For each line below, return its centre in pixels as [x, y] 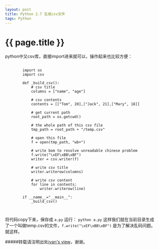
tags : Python [18, 18]
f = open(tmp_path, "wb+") [58, 142]
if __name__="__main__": [48, 197]
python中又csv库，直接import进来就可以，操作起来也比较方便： [69, 57]
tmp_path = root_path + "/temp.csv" [68, 130]
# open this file [48, 138]
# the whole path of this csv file [67, 125]
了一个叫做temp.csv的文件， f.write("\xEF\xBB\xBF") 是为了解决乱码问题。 [80, 226]
